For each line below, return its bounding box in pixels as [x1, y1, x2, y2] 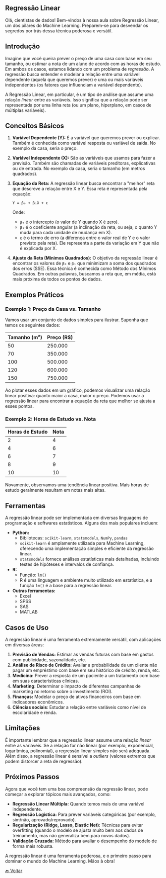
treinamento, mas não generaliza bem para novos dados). [12, 832, 130, 838]
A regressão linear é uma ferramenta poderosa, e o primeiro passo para [5, 853, 152, 859]
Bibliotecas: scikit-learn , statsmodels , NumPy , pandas [19, 535, 128, 541]
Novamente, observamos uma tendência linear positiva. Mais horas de [5, 482, 149, 488]
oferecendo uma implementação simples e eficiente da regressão [19, 545, 154, 551]
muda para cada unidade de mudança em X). [19, 230, 112, 236]
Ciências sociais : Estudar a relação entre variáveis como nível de [12, 704, 146, 710]
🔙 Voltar [5, 868, 23, 874]
